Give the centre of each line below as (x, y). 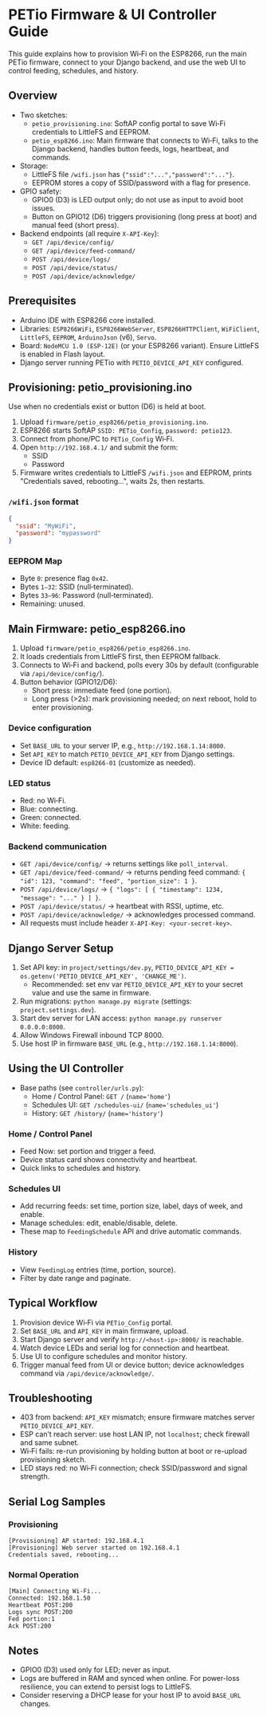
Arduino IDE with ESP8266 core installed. (87, 320)
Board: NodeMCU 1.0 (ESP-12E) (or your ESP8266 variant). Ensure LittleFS (139, 345)
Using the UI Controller (66, 1068)
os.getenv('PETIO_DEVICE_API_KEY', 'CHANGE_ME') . (103, 976)
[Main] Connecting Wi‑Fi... (55, 1592)
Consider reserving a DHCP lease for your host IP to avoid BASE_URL (130, 1695)
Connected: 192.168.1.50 (49, 1598)
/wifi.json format (44, 502)
